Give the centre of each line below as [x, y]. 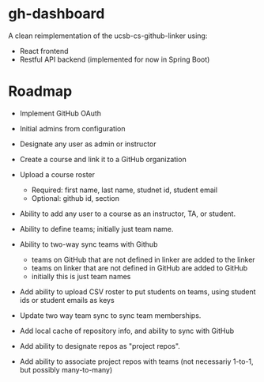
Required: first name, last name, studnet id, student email [124, 190]
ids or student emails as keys [67, 300]
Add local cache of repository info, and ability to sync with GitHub [127, 331]
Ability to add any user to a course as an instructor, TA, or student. [127, 214]
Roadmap [40, 91]
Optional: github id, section [75, 198]
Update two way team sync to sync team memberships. [110, 315]
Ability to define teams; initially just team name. [96, 229]
